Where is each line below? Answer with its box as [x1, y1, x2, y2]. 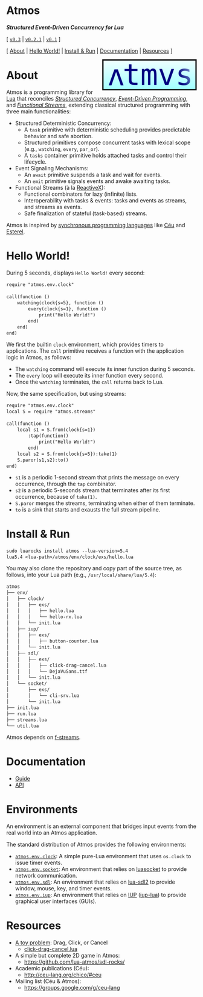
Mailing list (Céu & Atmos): [14, 977, 82, 985]
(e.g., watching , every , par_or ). [24, 145, 100, 152]
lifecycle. [24, 158, 47, 165]
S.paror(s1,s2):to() [17, 457, 69, 463]
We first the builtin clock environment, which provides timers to [6, 341, 164, 348]
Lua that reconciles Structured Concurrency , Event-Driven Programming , [6, 95, 188, 102]
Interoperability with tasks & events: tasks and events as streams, [24, 196, 187, 204]
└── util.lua [6, 722, 39, 729]
